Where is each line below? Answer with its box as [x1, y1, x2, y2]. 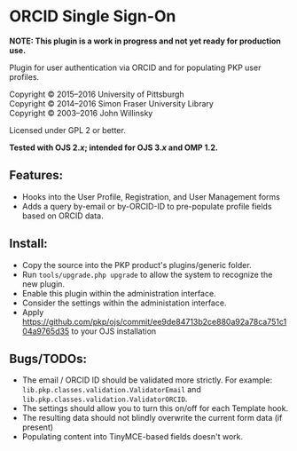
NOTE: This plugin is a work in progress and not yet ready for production [9, 36, 282, 46]
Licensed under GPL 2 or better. [9, 124, 126, 135]
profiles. [9, 71, 40, 82]
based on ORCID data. [21, 210, 104, 221]
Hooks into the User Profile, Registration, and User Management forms [21, 191, 281, 202]
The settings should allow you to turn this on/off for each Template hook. [21, 403, 289, 414]
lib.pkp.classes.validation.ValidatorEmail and [21, 384, 201, 395]
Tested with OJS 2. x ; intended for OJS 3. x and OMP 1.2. [9, 142, 219, 153]
